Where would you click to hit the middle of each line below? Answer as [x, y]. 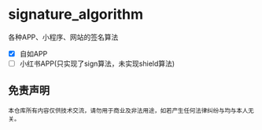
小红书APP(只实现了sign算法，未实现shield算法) [97, 63]
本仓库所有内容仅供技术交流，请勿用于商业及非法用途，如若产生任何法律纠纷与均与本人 [128, 110]
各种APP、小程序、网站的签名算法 [63, 37]
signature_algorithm [76, 14]
